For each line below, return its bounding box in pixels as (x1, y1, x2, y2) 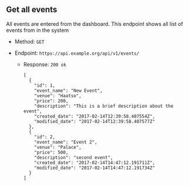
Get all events (6, 5, 58, 15)
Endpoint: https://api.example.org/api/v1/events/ (14, 49, 140, 57)
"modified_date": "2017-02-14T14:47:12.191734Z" (34, 165, 156, 171)
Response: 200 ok (23, 61, 66, 68)
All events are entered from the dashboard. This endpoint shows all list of (6, 20, 183, 27)
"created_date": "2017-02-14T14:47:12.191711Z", (34, 160, 156, 165)
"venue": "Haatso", (34, 92, 82, 99)
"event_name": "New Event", (34, 88, 103, 94)
